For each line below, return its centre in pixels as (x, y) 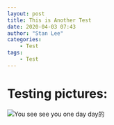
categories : (24, 40)
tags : (15, 53)
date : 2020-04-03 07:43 (42, 27)
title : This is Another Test (49, 20)
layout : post (26, 14)
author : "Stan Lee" (35, 33)
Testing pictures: (57, 93)
